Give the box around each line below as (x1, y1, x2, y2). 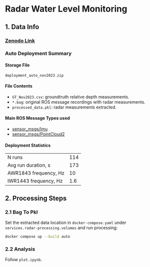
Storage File (5, 62, 30, 68)
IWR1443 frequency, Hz (7, 178, 63, 185)
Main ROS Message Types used (5, 115, 70, 121)
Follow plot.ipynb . (5, 257, 43, 263)
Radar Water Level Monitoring (5, 3, 127, 15)
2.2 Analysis (5, 246, 35, 252)
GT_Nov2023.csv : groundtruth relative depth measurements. (12, 94, 130, 100)
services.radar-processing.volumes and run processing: (5, 224, 118, 231)
